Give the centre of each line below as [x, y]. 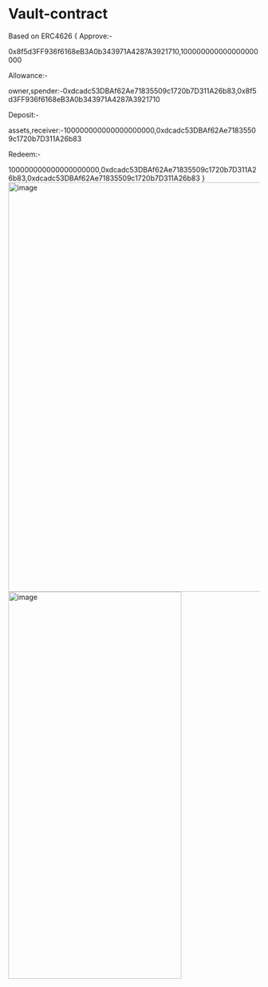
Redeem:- [25, 154]
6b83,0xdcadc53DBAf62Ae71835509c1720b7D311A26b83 [104, 178]
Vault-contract [58, 14]
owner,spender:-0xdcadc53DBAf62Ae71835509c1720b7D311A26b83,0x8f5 [132, 91]
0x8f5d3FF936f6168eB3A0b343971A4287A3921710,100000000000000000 [133, 51]
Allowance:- [28, 75]
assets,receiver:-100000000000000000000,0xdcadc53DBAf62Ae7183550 [132, 130]
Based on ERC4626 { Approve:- [61, 36]
